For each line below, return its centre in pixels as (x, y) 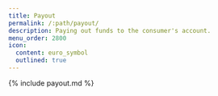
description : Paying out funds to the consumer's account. (110, 30)
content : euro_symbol (52, 53)
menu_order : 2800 (38, 38)
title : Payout (32, 16)
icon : (17, 46)
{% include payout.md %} (51, 83)
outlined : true (41, 61)
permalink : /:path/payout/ (54, 23)
